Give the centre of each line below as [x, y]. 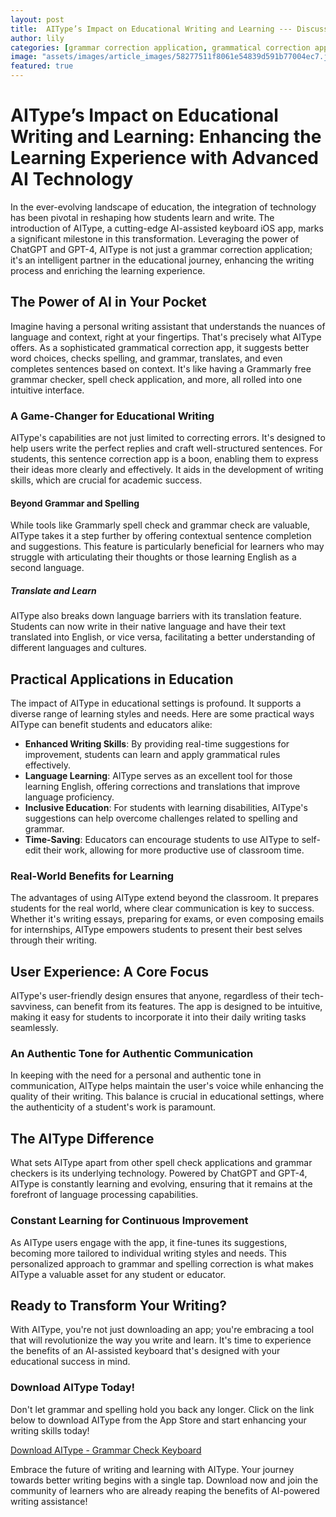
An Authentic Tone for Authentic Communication [132, 1054]
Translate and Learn [53, 590]
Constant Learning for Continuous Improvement [129, 1221]
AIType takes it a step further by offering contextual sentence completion [161, 536]
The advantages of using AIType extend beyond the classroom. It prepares [164, 898]
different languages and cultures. [78, 648]
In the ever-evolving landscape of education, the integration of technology [163, 207]
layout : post [37, 19]
